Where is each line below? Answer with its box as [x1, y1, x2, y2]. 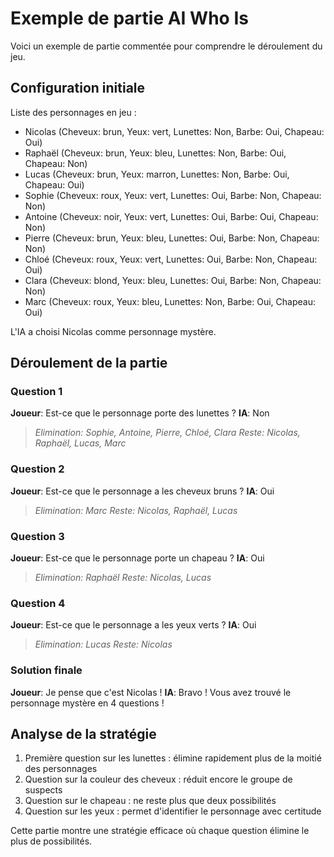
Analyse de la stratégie [10, 726, 157, 743]
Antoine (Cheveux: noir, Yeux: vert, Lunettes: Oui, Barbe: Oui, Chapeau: [24, 210, 319, 222]
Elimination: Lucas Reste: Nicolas [34, 638, 173, 651]
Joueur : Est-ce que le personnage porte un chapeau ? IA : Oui [10, 552, 265, 564]
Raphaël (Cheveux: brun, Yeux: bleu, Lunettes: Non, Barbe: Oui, [24, 147, 287, 159]
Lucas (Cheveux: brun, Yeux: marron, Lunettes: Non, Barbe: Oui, [24, 168, 290, 180]
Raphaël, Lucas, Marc [34, 437, 127, 449]
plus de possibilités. [10, 835, 93, 847]
